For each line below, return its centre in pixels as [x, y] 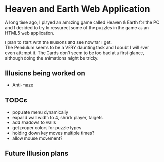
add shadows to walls [34, 122]
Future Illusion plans [37, 153]
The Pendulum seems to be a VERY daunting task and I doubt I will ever [77, 47]
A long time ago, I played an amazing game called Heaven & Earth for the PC [82, 22]
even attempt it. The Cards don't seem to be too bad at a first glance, [75, 53]
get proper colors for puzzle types [47, 127]
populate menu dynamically [40, 112]
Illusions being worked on [45, 73]
